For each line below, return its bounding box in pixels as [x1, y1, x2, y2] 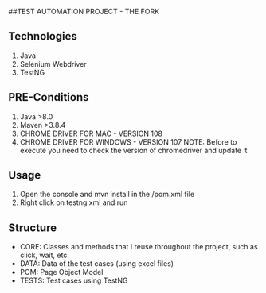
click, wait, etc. [19, 250, 70, 260]
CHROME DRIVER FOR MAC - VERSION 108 [19, 129, 163, 138]
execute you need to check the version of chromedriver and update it [19, 145, 248, 155]
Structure [8, 221, 57, 234]
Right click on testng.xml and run [19, 198, 128, 207]
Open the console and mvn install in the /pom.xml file [19, 190, 195, 199]
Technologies [8, 29, 78, 43]
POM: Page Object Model [19, 268, 104, 277]
